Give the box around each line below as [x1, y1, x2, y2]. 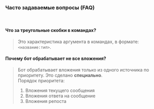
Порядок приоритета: [17, 78, 65, 84]
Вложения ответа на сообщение [25, 93, 96, 99]
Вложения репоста [25, 98, 67, 104]
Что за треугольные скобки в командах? [5, 27, 97, 33]
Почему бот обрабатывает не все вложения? [5, 55, 107, 62]
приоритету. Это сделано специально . [17, 72, 103, 78]
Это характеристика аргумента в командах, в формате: [17, 39, 139, 45]
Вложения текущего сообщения [25, 87, 95, 93]
